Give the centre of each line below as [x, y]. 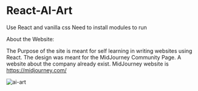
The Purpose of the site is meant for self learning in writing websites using [99, 51]
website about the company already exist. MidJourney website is [87, 64]
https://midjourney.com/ [36, 70]
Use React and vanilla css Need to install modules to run [77, 27]
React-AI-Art [39, 11]
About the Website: [30, 39]
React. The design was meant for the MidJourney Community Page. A [94, 57]
